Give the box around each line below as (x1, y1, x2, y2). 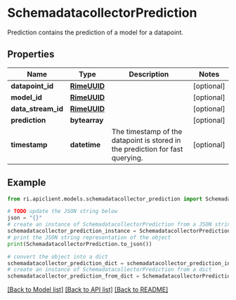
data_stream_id (11, 104, 64, 114)
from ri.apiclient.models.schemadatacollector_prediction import (7, 195, 202, 203)
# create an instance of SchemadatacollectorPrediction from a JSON (7, 221, 212, 229)
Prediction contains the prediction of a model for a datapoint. (7, 28, 184, 36)
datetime (70, 139, 100, 149)
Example (7, 177, 46, 189)
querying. (111, 153, 143, 163)
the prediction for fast (111, 144, 183, 154)
